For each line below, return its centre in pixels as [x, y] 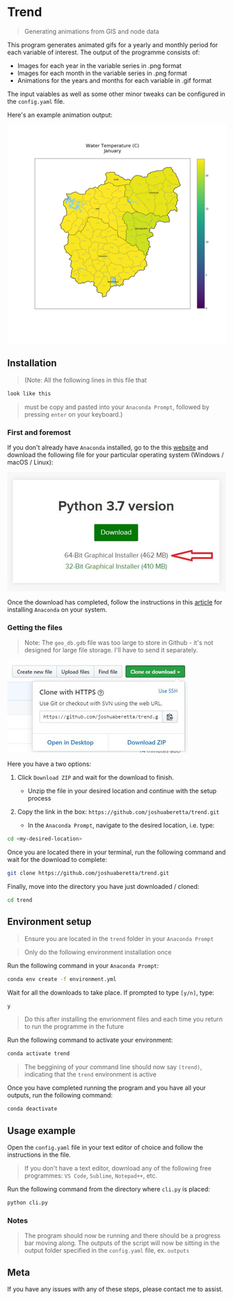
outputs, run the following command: [60, 1096]
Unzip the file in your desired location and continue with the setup [122, 791]
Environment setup [49, 922]
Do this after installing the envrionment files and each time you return [123, 1019]
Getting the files [35, 627]
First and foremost [39, 432]
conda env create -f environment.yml [62, 979]
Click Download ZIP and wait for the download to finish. [95, 778]
